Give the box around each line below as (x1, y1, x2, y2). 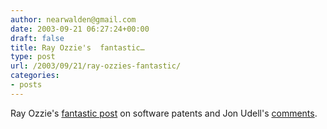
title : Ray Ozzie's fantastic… (10, 42, 145, 53)
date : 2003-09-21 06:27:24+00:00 (10, 24, 150, 34)
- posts (10, 80, 43, 90)
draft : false (10, 33, 65, 43)
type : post (10, 52, 56, 62)
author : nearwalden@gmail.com (10, 14, 137, 25)
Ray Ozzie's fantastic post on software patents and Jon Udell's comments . (10, 107, 318, 119)
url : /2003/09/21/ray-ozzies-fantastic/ (10, 61, 182, 71)
